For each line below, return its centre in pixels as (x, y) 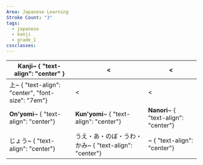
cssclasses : (21, 46)
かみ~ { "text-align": (104, 145)
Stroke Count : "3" (29, 18)
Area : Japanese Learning (37, 12)
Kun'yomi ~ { (93, 114)
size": (17, 100)
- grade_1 (24, 40)
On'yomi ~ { (26, 114)
